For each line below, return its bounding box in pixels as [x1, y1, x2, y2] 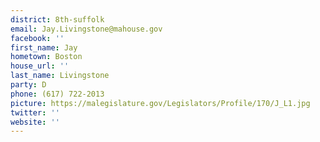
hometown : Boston [10, 52, 83, 62]
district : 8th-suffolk [10, 14, 105, 25]
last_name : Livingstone [10, 71, 110, 81]
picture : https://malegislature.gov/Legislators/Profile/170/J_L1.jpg [10, 98, 311, 108]
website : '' [10, 117, 60, 127]
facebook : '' [10, 33, 65, 43]
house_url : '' [10, 61, 70, 71]
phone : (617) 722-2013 [10, 89, 105, 99]
